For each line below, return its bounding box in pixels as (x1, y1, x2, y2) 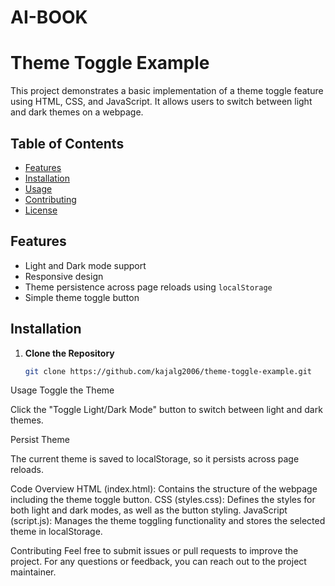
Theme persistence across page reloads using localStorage (24, 281, 273, 293)
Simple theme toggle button (24, 291, 140, 303)
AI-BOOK (10, 6, 88, 29)
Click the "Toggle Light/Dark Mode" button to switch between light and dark (10, 404, 323, 416)
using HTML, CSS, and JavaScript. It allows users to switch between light (10, 96, 313, 108)
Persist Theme (10, 434, 70, 446)
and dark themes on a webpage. (10, 106, 144, 118)
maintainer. (10, 566, 57, 578)
